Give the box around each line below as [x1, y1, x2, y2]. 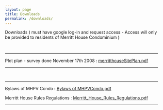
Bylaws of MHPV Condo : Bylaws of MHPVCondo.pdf [5, 86, 112, 92]
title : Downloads [5, 12, 40, 16]
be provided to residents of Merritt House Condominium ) [5, 34, 120, 40]
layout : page [5, 7, 32, 12]
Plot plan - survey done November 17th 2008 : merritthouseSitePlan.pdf [5, 58, 148, 63]
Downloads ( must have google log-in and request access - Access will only [5, 30, 157, 35]
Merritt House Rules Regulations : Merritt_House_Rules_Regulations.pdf [5, 95, 148, 101]
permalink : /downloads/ [5, 16, 53, 21]
